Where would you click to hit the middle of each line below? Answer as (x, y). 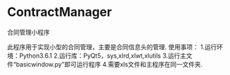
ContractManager (60, 12)
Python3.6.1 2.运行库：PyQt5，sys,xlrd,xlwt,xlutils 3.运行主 (103, 56)
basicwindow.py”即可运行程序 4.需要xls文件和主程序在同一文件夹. (109, 64)
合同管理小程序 (28, 32)
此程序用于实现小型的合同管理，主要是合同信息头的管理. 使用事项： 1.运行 (112, 47)
